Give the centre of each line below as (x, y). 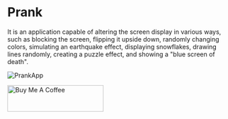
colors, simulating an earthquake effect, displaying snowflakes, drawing (112, 46)
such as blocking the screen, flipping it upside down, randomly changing (113, 39)
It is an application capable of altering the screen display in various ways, (114, 32)
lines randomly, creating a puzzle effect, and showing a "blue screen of (111, 54)
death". (18, 61)
